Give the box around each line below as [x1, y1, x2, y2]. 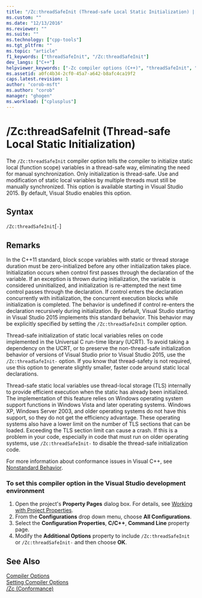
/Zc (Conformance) [6, 585, 54, 593]
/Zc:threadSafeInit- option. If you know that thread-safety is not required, [6, 357, 192, 365]
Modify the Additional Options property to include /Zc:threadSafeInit [14, 532, 190, 540]
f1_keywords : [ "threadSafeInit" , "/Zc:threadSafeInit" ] [6, 54, 149, 60]
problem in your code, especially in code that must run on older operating [6, 433, 189, 441]
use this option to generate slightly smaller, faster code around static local [6, 364, 189, 371]
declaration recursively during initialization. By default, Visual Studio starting [6, 307, 195, 315]
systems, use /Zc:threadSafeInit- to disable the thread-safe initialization [6, 439, 188, 447]
